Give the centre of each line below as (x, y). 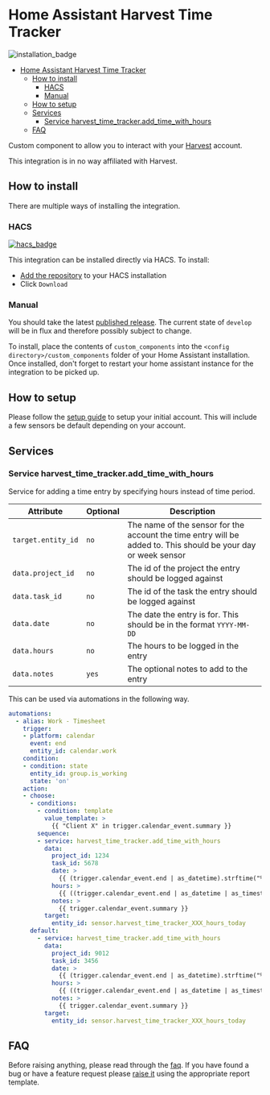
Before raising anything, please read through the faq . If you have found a (129, 1065)
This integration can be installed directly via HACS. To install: (109, 260)
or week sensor (157, 555)
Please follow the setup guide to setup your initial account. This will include (133, 417)
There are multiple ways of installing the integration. (94, 205)
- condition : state (55, 766)
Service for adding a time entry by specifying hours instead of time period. (132, 491)
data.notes (33, 674)
